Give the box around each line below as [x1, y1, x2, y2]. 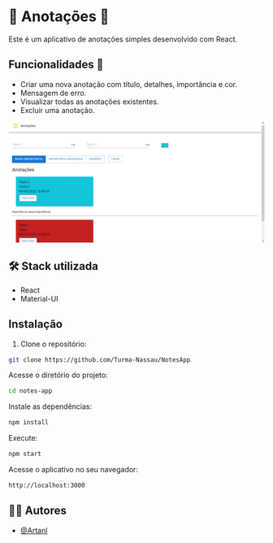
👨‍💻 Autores [8, 504, 67, 518]
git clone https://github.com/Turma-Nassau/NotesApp [8, 355, 191, 364]
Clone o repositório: [19, 339, 87, 349]
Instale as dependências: [8, 402, 93, 411]
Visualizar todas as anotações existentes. [19, 97, 159, 106]
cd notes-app [8, 387, 53, 395]
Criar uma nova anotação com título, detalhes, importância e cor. [19, 79, 238, 89]
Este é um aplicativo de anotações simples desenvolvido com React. [8, 34, 238, 44]
